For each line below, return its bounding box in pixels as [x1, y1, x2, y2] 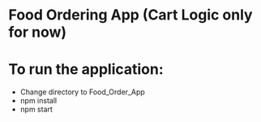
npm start [19, 104, 53, 115]
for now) [8, 23, 67, 41]
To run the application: [8, 60, 164, 79]
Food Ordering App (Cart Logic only [8, 6, 253, 24]
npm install [19, 96, 58, 106]
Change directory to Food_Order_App [19, 87, 146, 97]
